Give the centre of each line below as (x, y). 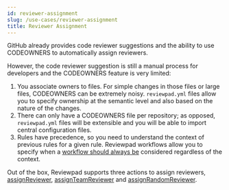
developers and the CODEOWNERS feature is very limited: (89, 73)
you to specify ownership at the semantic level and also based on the (115, 101)
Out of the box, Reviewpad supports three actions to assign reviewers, (106, 172)
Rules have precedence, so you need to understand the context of (110, 137)
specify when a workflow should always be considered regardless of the (120, 152)
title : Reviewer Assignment (47, 26)
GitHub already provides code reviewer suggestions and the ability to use (111, 46)
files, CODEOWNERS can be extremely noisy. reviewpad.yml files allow (117, 94)
